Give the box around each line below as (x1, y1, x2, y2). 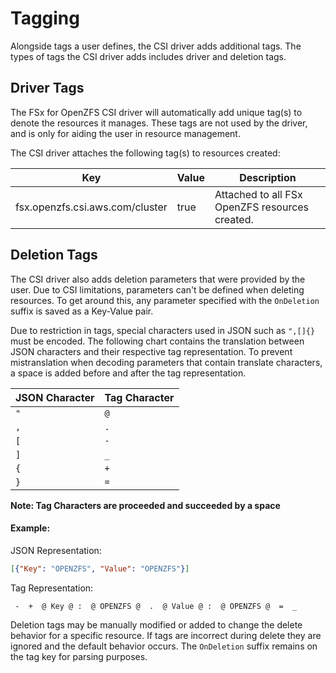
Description (239, 170, 297, 184)
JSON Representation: (10, 544, 102, 556)
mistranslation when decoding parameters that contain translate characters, (10, 356, 323, 368)
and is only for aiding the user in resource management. (10, 127, 241, 139)
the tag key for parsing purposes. (10, 650, 148, 662)
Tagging (10, 7, 80, 30)
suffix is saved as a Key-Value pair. (10, 305, 154, 317)
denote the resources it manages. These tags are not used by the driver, (10, 117, 308, 129)
